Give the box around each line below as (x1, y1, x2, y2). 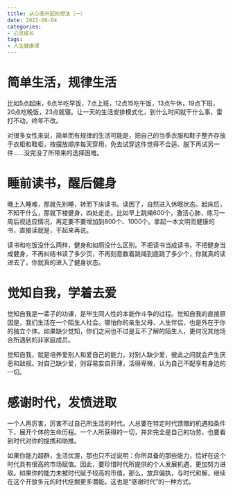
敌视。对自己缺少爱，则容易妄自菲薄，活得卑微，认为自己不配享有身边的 (19, 359, 226, 367)
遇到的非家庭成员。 (19, 335, 74, 344)
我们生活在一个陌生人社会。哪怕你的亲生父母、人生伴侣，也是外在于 (25, 318, 220, 326)
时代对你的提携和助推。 (12, 436, 80, 445)
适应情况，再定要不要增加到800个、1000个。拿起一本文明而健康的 (25, 217, 215, 225)
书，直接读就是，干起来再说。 (7, 225, 92, 234)
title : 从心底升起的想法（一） (7, 10, 86, 17)
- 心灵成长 (7, 29, 35, 37)
